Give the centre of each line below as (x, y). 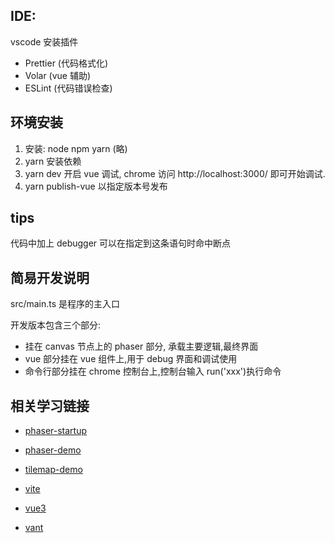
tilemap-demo (53, 470)
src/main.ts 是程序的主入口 (65, 304)
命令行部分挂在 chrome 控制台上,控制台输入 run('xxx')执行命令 (153, 371)
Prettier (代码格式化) (66, 63)
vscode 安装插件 (44, 41)
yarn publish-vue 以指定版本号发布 (96, 186)
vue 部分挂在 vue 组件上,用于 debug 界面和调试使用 (131, 359)
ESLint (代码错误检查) (68, 88)
